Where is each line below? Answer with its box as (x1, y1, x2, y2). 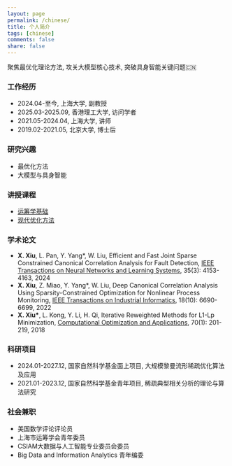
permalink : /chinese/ (7, 17, 71, 24)
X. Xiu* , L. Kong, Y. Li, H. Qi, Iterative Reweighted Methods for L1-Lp (17, 311, 215, 319)
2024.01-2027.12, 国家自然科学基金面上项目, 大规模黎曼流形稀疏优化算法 (17, 362, 225, 370)
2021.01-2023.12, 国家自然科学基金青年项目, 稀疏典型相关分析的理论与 (17, 379, 219, 388)
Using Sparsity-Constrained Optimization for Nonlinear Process (17, 288, 201, 297)
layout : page (7, 10, 45, 17)
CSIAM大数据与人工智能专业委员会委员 (17, 442, 130, 450)
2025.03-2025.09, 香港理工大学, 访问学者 (17, 108, 137, 116)
